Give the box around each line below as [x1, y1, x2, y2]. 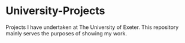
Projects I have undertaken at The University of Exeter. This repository [5, 24, 179, 31]
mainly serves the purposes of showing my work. [5, 29, 127, 37]
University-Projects [5, 4, 105, 18]
